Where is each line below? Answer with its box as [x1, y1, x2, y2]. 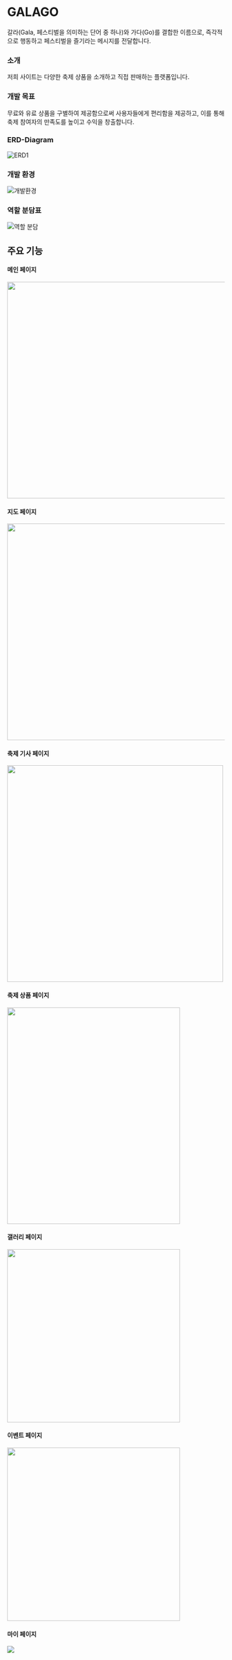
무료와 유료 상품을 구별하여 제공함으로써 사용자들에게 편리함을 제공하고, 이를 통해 [7, 109, 225, 117]
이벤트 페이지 [7, 1431, 43, 1440]
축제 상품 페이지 [7, 991, 50, 999]
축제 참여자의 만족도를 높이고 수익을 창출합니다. [7, 117, 135, 125]
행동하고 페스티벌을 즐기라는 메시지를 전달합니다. [19, 36, 151, 45]
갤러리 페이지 [7, 1233, 43, 1241]
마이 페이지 [7, 1630, 37, 1638]
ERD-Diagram [7, 135, 54, 145]
